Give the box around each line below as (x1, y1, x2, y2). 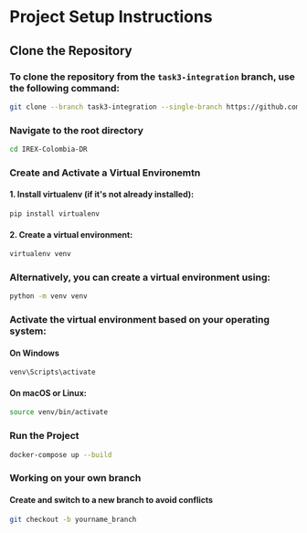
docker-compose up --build (9, 450, 112, 459)
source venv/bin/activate (9, 408, 108, 417)
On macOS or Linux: (9, 387, 87, 399)
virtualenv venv (9, 250, 71, 259)
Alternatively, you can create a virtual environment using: (9, 271, 271, 283)
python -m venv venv (9, 292, 89, 301)
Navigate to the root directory (9, 123, 143, 136)
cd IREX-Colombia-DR (9, 144, 89, 155)
